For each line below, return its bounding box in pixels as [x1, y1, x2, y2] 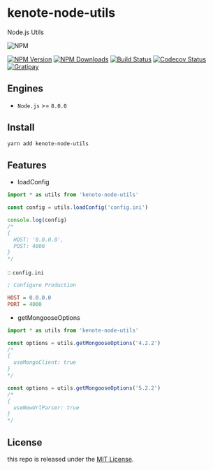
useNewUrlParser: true [13, 404, 80, 411]
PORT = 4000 [7, 300, 42, 308]
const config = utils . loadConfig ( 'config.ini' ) [7, 204, 149, 211]
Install [7, 122, 35, 133]
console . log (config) [7, 216, 68, 223]
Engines [7, 82, 44, 95]
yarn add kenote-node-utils [7, 140, 89, 147]
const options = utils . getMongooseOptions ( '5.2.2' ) [7, 384, 161, 392]
